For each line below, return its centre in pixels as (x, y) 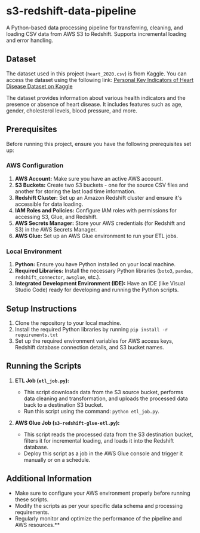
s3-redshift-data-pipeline (71, 11)
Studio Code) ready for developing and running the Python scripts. (97, 290)
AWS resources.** (37, 525)
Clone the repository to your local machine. (68, 323)
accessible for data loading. (49, 204)
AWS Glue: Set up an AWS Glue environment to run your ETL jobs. (96, 236)
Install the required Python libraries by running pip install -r (91, 329)
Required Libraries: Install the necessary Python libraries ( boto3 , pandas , (104, 271)
